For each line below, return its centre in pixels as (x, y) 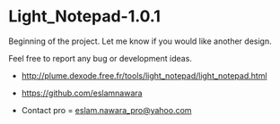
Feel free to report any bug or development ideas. (100, 58)
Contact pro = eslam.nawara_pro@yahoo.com (106, 110)
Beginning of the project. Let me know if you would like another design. (140, 41)
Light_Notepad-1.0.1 (84, 17)
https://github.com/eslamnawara (82, 93)
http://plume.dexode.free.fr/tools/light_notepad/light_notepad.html (144, 75)
